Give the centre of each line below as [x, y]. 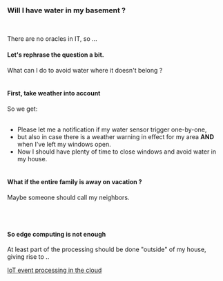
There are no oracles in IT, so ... [52, 39]
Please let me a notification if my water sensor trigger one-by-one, [112, 129]
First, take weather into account [54, 93]
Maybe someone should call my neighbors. [68, 197]
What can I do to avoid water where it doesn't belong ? [85, 70]
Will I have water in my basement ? [67, 10]
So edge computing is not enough [57, 234]
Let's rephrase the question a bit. [56, 55]
